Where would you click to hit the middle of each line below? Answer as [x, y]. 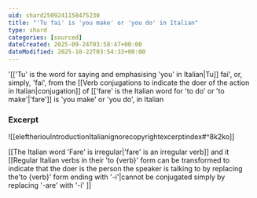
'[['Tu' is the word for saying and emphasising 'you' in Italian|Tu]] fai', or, [125, 74]
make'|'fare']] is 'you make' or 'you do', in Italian [86, 99]
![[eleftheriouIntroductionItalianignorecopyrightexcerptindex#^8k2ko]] [121, 137]
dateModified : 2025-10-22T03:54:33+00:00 [77, 52]
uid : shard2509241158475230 [54, 15]
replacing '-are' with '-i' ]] [50, 185]
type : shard [28, 30]
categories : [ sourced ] [45, 37]
